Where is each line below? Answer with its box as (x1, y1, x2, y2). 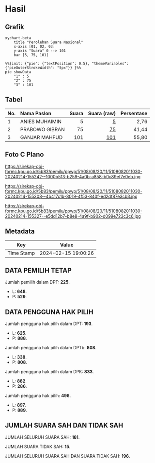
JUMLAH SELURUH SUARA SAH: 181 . (5, 434, 80, 440)
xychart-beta (5, 35, 31, 40)
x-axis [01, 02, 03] (14, 44, 55, 49)
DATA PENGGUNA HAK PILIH (5, 308, 93, 316)
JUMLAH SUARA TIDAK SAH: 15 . (5, 444, 71, 449)
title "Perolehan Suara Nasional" (14, 40, 83, 45)
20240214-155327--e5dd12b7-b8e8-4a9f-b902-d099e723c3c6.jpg (5, 213, 141, 219)
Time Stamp (7, 250, 35, 257)
